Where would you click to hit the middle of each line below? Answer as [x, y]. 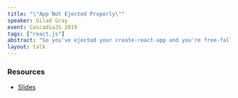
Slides [27, 87]
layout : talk [27, 47]
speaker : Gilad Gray [38, 21]
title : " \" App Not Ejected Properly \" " [66, 14]
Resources [26, 72]
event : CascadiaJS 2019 [42, 27]
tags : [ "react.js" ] [36, 34]
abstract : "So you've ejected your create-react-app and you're [104, 40]
